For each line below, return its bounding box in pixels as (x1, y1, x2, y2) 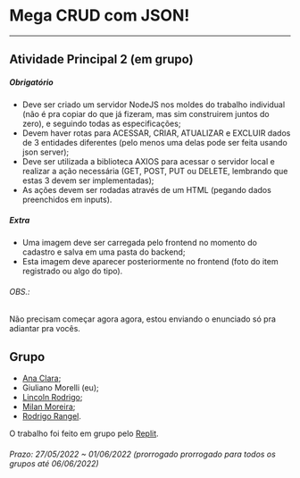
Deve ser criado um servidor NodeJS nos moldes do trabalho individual (21, 99, 286, 110)
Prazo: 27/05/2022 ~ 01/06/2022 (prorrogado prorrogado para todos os (9, 449, 277, 459)
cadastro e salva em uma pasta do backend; (21, 247, 186, 257)
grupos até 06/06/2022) (9, 457, 100, 469)
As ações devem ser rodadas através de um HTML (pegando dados (21, 185, 272, 196)
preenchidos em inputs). (21, 194, 112, 205)
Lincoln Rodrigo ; (21, 392, 83, 403)
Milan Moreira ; (21, 401, 76, 412)
